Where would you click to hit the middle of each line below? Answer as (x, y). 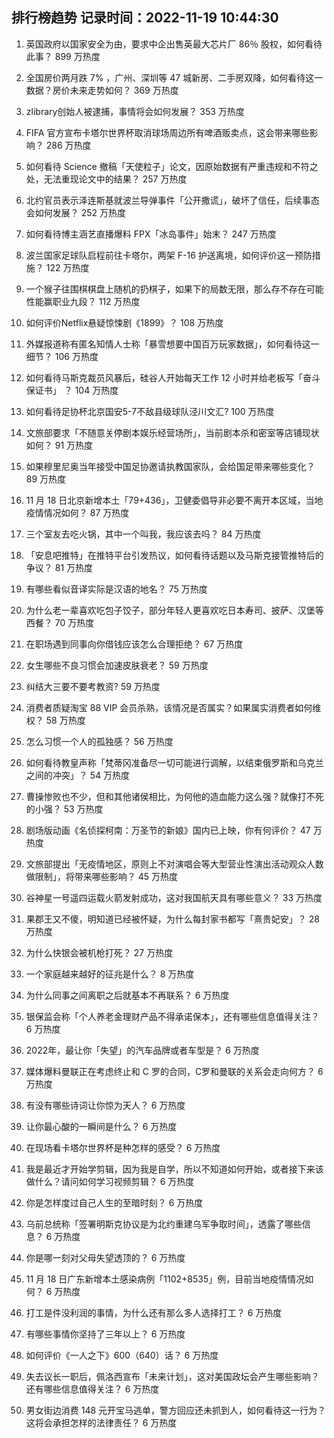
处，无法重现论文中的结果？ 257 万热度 (106, 179)
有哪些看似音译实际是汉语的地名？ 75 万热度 (116, 589)
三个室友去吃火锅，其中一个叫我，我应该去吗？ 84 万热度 (143, 534)
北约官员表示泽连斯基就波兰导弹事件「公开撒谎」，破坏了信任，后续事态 (172, 200)
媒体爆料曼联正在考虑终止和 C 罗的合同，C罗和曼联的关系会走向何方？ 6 (174, 1071)
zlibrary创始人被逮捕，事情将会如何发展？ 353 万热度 (135, 111)
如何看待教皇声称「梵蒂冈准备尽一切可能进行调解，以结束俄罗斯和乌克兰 (174, 762)
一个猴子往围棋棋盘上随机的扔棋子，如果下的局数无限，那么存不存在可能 (174, 289)
